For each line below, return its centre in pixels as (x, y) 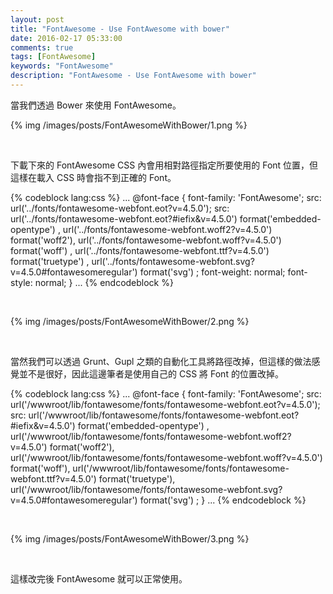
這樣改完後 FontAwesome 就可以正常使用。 (99, 578)
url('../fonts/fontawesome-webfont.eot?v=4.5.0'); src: (120, 208)
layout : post (37, 19)
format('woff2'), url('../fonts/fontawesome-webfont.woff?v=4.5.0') (146, 240)
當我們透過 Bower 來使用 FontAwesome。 (96, 105)
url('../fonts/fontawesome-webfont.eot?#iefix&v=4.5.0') (124, 218)
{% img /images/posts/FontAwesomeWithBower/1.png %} (129, 125)
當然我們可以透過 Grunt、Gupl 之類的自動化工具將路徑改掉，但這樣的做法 (161, 361)
